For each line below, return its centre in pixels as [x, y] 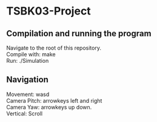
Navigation [27, 80]
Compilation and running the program [79, 34]
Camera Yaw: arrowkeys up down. [49, 107]
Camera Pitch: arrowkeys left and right [54, 100]
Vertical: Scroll [25, 114]
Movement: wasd [28, 94]
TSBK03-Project [48, 11]
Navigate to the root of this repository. [54, 48]
